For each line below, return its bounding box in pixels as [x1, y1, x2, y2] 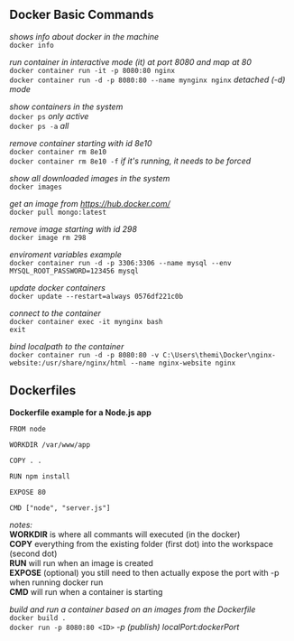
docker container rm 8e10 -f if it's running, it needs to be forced [9, 155, 252, 166]
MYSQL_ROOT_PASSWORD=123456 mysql [9, 266, 140, 275]
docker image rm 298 [9, 233, 87, 242]
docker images [9, 182, 63, 191]
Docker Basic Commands [9, 7, 155, 23]
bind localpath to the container [9, 340, 124, 351]
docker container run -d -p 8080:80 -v [9, 350, 160, 359]
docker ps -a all [9, 120, 69, 131]
